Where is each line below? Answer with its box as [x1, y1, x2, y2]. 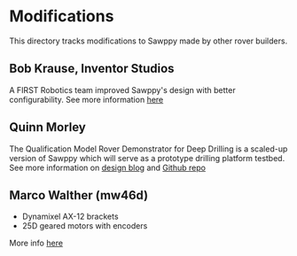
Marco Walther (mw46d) [9, 188, 149, 203]
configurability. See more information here [9, 94, 164, 105]
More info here [9, 237, 64, 249]
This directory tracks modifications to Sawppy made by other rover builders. [9, 35, 288, 46]
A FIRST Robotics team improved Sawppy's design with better [9, 84, 237, 95]
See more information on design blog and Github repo [9, 162, 207, 173]
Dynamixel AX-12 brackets [21, 211, 119, 222]
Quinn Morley [9, 120, 86, 135]
